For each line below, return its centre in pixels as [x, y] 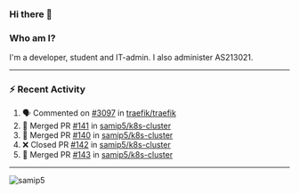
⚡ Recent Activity [48, 90]
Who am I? [32, 37]
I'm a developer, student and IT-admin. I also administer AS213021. [131, 58]
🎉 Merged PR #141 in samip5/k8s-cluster [97, 125]
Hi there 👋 [31, 14]
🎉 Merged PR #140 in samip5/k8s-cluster [97, 135]
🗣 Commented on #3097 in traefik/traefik [99, 113]
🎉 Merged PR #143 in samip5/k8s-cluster [97, 154]
